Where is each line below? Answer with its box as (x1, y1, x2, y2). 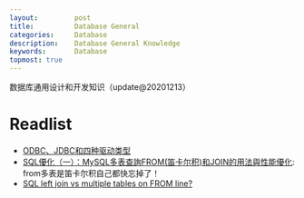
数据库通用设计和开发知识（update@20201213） (9, 82, 191, 92)
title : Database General (9, 22, 141, 31)
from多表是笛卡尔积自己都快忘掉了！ (22, 167, 161, 178)
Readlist (9, 114, 73, 134)
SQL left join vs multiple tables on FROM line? (22, 178, 193, 189)
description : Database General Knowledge (9, 38, 181, 48)
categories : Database (9, 30, 107, 39)
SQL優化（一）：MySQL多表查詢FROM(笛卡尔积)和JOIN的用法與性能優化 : (22, 156, 295, 167)
